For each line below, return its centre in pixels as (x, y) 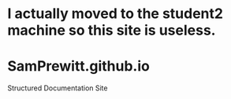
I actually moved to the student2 (115, 14)
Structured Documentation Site (58, 88)
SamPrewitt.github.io (79, 66)
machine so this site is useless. (112, 30)
